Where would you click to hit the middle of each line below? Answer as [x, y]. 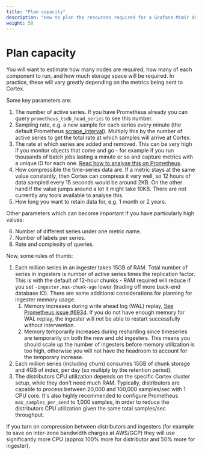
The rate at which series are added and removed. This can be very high [103, 144]
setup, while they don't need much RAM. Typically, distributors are [97, 383]
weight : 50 [20, 23]
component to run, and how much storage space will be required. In [90, 76]
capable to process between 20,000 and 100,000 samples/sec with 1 [100, 389]
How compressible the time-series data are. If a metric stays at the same [105, 170]
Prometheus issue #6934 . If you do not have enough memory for [104, 312]
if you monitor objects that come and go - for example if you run [94, 151]
